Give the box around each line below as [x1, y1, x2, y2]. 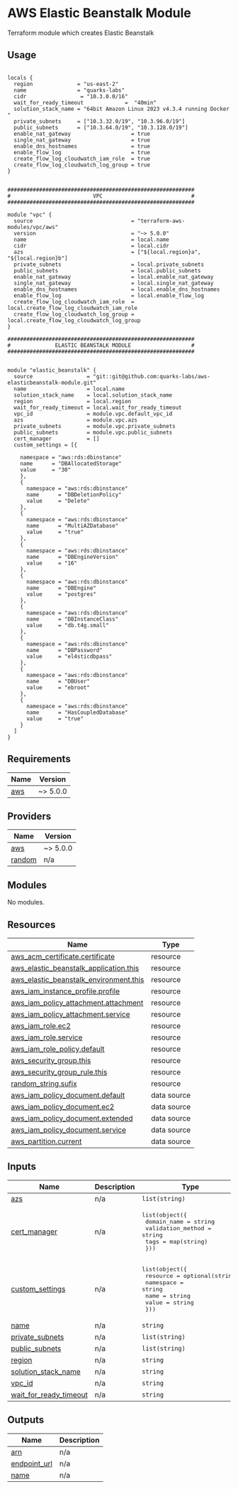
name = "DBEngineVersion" [25, 553, 119, 560]
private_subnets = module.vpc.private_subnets [13, 422, 176, 429]
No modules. [7, 898, 45, 907]
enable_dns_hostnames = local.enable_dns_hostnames [13, 286, 220, 293]
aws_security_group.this [11, 1056, 91, 1065]
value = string [144, 1298, 195, 1306]
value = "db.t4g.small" [25, 621, 110, 629]
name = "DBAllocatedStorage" [20, 460, 122, 467]
